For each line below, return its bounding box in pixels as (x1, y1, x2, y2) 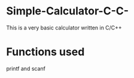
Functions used (6, 45, 85, 59)
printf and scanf (6, 65, 46, 72)
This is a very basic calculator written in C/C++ (6, 24, 123, 31)
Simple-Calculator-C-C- (6, 4, 129, 18)
